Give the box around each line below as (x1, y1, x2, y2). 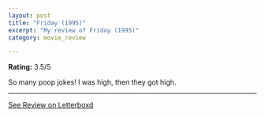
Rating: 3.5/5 (8, 62, 51, 72)
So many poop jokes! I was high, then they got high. (8, 77, 177, 87)
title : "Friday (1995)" (8, 19, 87, 27)
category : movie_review (8, 33, 87, 42)
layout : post (8, 11, 51, 20)
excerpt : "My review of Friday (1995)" (8, 26, 140, 34)
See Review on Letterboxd (8, 100, 94, 110)
